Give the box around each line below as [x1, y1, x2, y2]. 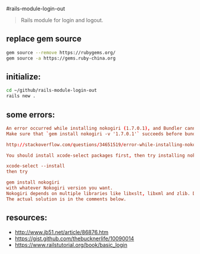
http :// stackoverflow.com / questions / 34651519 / [6, 141, 124, 148]
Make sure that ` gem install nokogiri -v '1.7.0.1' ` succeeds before [6, 131, 183, 137]
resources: [6, 213, 48, 223]
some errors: [6, 110, 55, 120]
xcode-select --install [6, 163, 65, 169]
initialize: [6, 72, 41, 82]
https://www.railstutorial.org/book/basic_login [14, 241, 128, 248]
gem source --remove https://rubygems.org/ [6, 49, 116, 55]
